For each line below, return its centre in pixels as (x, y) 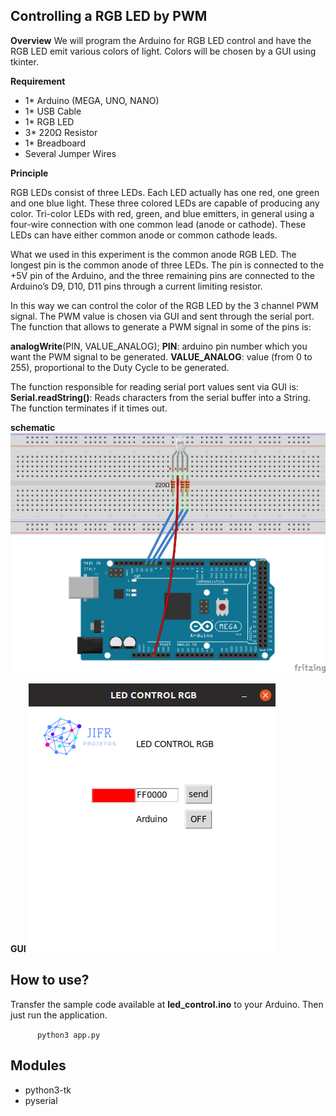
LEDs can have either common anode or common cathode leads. (144, 235)
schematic (33, 427)
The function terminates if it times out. (89, 408)
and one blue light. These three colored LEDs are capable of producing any (165, 203)
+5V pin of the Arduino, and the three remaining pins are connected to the (162, 275)
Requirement (38, 81)
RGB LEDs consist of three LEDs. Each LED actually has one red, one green (165, 192)
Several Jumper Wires (70, 153)
